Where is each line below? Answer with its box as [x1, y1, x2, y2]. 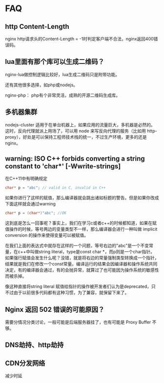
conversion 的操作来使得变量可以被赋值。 [5, 232, 89, 238]
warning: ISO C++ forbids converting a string [5, 155, 145, 163]
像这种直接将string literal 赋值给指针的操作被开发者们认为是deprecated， [5, 283, 152, 289]
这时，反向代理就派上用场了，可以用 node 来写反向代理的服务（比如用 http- [5, 128, 157, 134]
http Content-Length [5, 22, 69, 31]
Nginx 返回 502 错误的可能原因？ [5, 305, 105, 314]
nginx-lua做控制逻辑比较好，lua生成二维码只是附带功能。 [5, 71, 120, 77]
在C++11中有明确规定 [5, 176, 48, 181]
